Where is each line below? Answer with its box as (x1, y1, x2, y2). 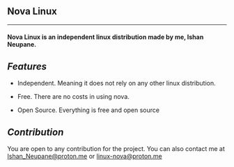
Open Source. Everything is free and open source (17, 106, 160, 114)
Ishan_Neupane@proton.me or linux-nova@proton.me (7, 152, 162, 161)
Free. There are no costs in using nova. (17, 93, 130, 101)
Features (7, 61, 47, 72)
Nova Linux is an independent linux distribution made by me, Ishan (7, 33, 204, 41)
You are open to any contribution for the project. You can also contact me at (7, 145, 225, 153)
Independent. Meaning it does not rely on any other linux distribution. (17, 79, 216, 88)
